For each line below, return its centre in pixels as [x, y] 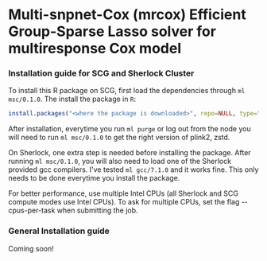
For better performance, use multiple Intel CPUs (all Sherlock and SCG [123, 193]
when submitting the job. [97, 210]
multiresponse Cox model [95, 49]
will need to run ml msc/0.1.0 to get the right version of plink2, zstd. [119, 138]
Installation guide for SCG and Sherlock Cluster [101, 73]
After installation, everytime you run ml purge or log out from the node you [130, 129]
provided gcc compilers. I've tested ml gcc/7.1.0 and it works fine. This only [133, 169]
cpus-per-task [32, 210]
